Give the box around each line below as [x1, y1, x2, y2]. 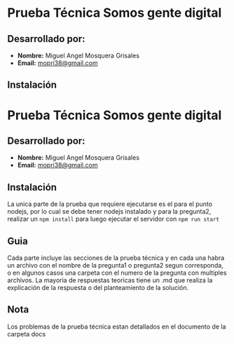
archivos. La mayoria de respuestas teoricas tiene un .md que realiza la [7, 276, 213, 284]
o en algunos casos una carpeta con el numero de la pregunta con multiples [7, 268, 227, 277]
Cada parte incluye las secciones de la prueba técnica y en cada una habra [7, 254, 225, 262]
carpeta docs [7, 329, 46, 338]
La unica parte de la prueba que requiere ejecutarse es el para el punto [7, 200, 212, 208]
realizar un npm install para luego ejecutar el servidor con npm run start [7, 215, 219, 223]
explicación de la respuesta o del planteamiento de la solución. [7, 284, 189, 292]
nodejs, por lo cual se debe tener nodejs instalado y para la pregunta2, [7, 207, 212, 216]
